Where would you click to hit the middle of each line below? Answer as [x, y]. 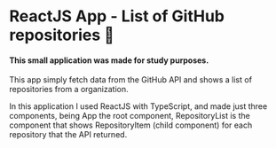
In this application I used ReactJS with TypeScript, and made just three [138, 106]
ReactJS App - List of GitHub [117, 16]
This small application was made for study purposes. [109, 60]
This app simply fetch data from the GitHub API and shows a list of [131, 80]
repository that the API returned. [68, 135]
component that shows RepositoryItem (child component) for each [131, 125]
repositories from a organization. [69, 90]
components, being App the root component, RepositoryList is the [130, 116]
